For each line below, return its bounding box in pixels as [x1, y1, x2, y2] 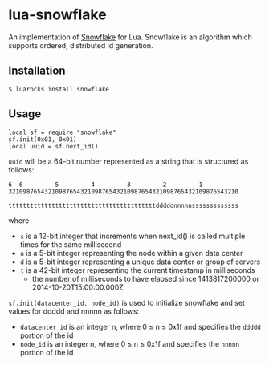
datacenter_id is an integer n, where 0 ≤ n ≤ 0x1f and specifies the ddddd [19, 322, 261, 331]
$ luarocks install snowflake [8, 85, 110, 93]
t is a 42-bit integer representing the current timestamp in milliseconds [19, 265, 255, 274]
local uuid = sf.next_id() [8, 142, 99, 150]
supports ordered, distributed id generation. [8, 40, 153, 50]
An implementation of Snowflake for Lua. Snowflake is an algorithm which [8, 32, 253, 42]
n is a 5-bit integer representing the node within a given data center [19, 248, 243, 258]
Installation [8, 64, 66, 78]
